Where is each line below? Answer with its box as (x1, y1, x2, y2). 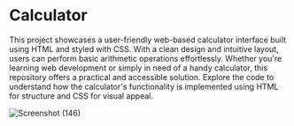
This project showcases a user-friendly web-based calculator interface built (9, 34, 287, 45)
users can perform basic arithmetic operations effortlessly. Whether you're (9, 53, 282, 63)
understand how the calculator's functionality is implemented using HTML (9, 81, 279, 92)
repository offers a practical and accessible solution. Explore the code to (9, 71, 275, 82)
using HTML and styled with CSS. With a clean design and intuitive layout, (9, 43, 279, 54)
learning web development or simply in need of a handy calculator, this (9, 63, 268, 73)
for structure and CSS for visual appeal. (9, 90, 153, 101)
